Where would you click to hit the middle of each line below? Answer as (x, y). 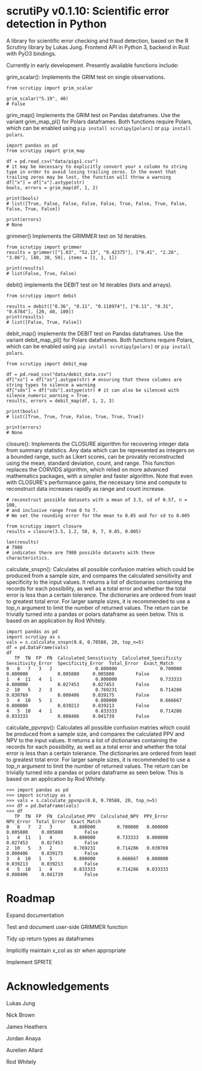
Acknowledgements (58, 987)
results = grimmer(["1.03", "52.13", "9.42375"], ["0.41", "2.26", (93, 252)
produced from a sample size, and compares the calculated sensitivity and (99, 575)
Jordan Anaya (24, 1038)
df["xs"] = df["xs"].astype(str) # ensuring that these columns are (94, 380)
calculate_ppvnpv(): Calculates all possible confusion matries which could (98, 727)
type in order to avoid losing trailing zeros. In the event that (91, 172)
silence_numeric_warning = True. (48, 395)
